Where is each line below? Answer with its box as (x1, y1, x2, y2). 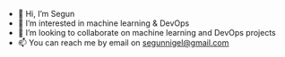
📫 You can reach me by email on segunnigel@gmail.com (17, 37, 229, 48)
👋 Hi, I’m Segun (17, 9, 75, 19)
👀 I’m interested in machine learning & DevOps (17, 18, 190, 28)
